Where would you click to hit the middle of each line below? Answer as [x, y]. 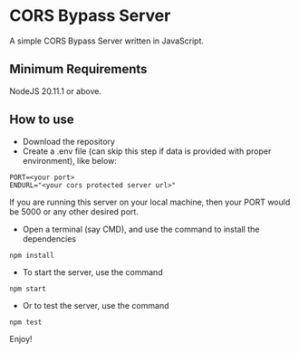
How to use [42, 120]
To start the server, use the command [92, 272]
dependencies [49, 239]
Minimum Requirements [78, 69]
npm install [32, 255]
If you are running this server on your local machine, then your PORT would [150, 202]
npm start [28, 289]
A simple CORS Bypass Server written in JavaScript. [106, 41]
